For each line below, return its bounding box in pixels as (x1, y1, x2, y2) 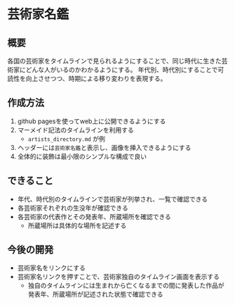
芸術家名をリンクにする (17, 263, 86, 272)
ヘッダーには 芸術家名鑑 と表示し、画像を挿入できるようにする (17, 143, 192, 151)
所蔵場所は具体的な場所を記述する (27, 221, 127, 230)
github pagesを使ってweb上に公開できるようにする (17, 117, 166, 125)
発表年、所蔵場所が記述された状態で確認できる (27, 290, 163, 299)
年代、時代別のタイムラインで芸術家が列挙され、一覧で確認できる (17, 194, 208, 203)
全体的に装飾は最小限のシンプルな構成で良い (17, 152, 147, 161)
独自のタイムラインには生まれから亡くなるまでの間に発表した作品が (27, 281, 224, 290)
